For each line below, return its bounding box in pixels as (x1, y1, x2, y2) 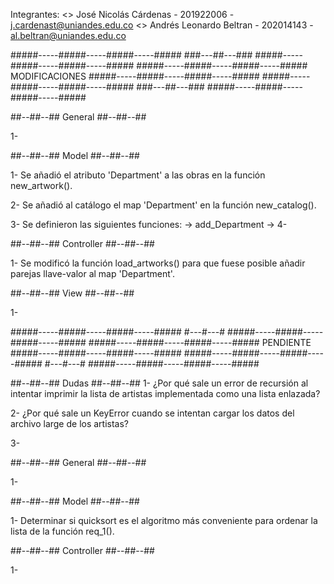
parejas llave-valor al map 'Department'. (10, 268, 175, 279)
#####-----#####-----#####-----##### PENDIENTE (88, 337, 312, 348)
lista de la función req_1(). (10, 525, 115, 537)
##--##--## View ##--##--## (10, 287, 135, 299)
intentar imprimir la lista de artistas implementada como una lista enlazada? (10, 388, 321, 399)
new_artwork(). (10, 180, 73, 191)
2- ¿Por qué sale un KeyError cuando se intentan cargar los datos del (10, 407, 295, 419)
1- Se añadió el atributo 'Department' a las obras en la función (10, 169, 266, 181)
